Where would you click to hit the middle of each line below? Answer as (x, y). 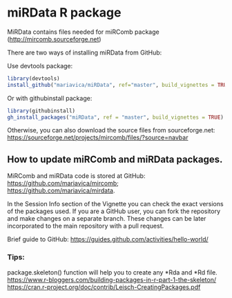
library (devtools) (33, 78)
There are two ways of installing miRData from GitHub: (85, 52)
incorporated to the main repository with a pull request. (86, 226)
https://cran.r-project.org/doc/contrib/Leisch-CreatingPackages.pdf (104, 287)
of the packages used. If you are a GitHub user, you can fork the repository (114, 211)
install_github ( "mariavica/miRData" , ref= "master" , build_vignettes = (111, 85)
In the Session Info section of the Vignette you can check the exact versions (115, 204)
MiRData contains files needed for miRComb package (84, 32)
